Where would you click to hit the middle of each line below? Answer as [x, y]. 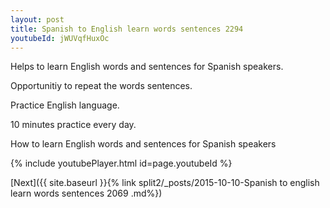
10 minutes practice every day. [73, 125]
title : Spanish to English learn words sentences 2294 [127, 29]
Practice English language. [65, 105]
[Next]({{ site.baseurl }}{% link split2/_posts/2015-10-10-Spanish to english [165, 183]
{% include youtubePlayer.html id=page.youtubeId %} [121, 163]
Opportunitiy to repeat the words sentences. [101, 86]
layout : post [37, 19]
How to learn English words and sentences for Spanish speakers [143, 144]
